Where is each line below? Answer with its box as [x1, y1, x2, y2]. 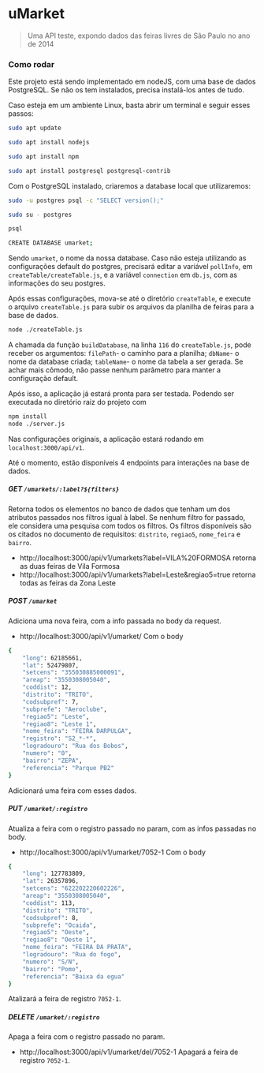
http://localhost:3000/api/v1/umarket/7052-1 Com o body [19, 847, 206, 857]
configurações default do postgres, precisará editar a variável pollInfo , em [8, 262, 253, 271]
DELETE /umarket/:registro [8, 1011, 100, 1022]
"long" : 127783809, [22, 869, 87, 878]
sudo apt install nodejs [8, 139, 90, 147]
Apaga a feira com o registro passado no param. [8, 1032, 165, 1041]
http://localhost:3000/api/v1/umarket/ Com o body [19, 631, 184, 641]
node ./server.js [8, 420, 65, 428]
